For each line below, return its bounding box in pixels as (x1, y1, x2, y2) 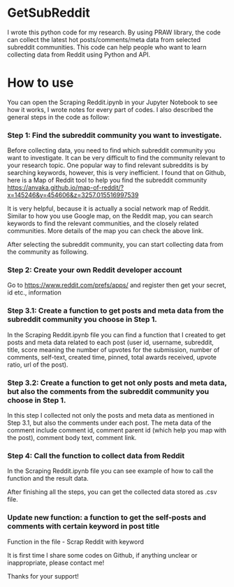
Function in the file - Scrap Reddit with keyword (7, 537, 145, 546)
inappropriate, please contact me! (7, 558, 105, 567)
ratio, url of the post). (7, 360, 68, 369)
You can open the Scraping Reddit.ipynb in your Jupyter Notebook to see (7, 98, 218, 106)
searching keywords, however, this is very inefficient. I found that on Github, (7, 169, 226, 177)
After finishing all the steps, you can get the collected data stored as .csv (7, 488, 218, 496)
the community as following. (7, 248, 89, 256)
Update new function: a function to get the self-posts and (7, 513, 207, 523)
